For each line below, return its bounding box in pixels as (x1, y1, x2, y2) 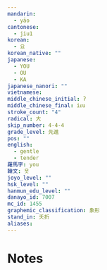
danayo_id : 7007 (7, 194, 55, 201)
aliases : (7, 220, 33, 227)
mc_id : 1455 (7, 200, 42, 208)
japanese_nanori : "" (7, 82, 68, 90)
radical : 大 (7, 115, 42, 122)
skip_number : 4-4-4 (7, 121, 65, 129)
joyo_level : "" (7, 174, 52, 181)
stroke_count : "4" (7, 109, 61, 116)
